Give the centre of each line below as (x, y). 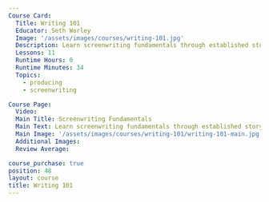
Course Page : (30, 105)
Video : (26, 112)
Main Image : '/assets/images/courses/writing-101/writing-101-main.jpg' (139, 134)
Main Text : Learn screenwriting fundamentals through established (128, 127)
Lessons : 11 (36, 53)
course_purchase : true (46, 163)
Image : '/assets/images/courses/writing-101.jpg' (100, 38)
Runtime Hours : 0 (44, 61)
